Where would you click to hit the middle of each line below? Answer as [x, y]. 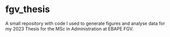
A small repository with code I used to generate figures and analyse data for [85, 23]
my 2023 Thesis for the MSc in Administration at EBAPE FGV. [69, 28]
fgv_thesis [28, 9]
